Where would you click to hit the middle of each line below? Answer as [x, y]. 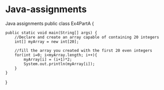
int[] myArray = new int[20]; [47, 42]
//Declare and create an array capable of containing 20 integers [87, 37]
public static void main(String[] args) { [51, 33]
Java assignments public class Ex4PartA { [50, 23]
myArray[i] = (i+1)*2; [48, 59]
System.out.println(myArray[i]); [59, 64]
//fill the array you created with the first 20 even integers [84, 50]
